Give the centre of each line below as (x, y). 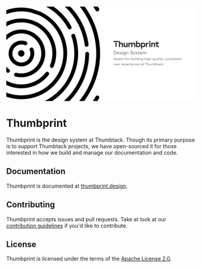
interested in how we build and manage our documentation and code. (92, 152)
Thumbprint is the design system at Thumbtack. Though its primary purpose (100, 140)
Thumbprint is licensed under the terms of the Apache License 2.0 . (89, 259)
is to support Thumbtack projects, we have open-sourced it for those (91, 146)
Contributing (31, 205)
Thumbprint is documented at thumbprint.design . (67, 186)
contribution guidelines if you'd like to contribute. (67, 225)
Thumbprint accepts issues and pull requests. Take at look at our (86, 219)
